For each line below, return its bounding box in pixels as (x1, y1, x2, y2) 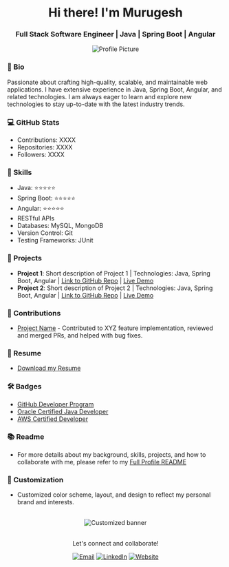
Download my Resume (17, 364, 81, 373)
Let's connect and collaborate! (72, 539, 160, 548)
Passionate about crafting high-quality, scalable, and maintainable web (7, 78, 208, 86)
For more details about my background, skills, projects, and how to (17, 450, 206, 459)
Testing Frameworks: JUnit (17, 236, 94, 245)
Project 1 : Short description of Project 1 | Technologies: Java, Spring (17, 269, 211, 277)
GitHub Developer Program (17, 400, 94, 408)
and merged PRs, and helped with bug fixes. (17, 331, 143, 339)
